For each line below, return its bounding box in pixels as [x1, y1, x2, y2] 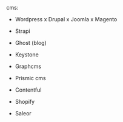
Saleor [15, 110, 32, 117]
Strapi [15, 27, 30, 35]
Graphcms [15, 63, 41, 70]
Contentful [15, 86, 42, 93]
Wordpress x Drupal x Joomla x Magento [15, 16, 118, 22]
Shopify [15, 98, 35, 105]
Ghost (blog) [15, 39, 47, 46]
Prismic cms [15, 75, 47, 81]
